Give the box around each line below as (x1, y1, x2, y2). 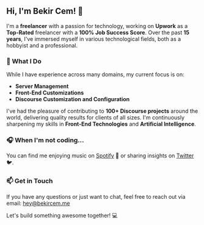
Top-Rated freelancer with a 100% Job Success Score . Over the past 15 (6, 29, 190, 36)
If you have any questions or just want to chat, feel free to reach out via (6, 193, 186, 200)
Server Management (15, 83, 69, 90)
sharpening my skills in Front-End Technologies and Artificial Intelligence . (6, 120, 197, 128)
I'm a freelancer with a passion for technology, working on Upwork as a (6, 22, 188, 29)
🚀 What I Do (6, 57, 42, 65)
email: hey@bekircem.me (6, 199, 70, 207)
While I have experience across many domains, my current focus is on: (6, 71, 184, 78)
